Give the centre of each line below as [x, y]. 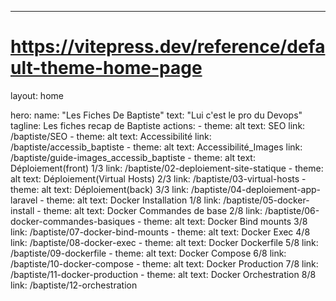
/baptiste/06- [292, 210]
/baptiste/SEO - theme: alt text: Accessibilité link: [111, 136]
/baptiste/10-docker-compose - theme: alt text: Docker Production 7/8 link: [164, 263]
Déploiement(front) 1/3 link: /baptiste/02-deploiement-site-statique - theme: [167, 168]
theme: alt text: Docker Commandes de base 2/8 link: [153, 210]
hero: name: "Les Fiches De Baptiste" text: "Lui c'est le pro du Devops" [156, 115]
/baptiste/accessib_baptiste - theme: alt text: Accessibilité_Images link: [156, 147]
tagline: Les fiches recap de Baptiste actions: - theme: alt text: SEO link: [158, 125]
